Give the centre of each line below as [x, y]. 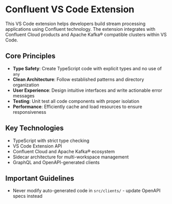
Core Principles [30, 56]
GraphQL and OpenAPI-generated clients [56, 162]
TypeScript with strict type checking [51, 140]
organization [26, 85]
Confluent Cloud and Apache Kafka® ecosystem [64, 151]
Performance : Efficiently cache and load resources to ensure [77, 107]
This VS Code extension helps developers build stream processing [76, 24]
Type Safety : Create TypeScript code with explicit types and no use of [87, 68]
